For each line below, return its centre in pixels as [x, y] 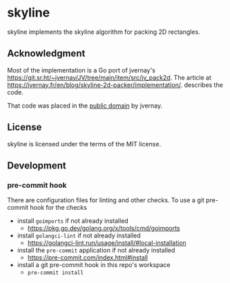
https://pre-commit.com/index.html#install [88, 257]
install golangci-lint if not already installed [79, 235]
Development [37, 165]
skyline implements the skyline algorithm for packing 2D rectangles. [104, 32]
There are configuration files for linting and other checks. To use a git [106, 200]
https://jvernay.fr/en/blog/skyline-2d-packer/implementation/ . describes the [115, 85]
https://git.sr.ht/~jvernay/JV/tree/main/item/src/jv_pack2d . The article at [109, 77]
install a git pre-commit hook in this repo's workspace [94, 265]
